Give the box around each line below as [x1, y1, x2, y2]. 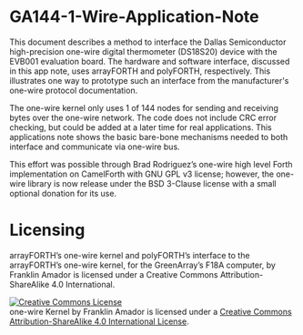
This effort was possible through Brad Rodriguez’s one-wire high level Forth [9, 158, 293, 169]
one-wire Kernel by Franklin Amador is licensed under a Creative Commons [9, 306, 293, 317]
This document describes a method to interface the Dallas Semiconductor [9, 36, 287, 47]
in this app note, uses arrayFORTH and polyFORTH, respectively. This [9, 66, 271, 76]
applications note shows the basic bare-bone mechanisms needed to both [9, 131, 288, 142]
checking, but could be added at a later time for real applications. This [9, 121, 272, 133]
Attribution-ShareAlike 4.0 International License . [9, 316, 189, 327]
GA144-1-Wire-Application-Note [9, 6, 259, 27]
